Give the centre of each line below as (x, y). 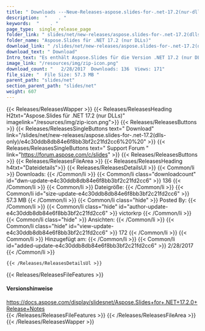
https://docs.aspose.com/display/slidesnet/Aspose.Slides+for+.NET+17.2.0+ (102, 302)
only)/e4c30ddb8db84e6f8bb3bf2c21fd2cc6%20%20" (76, 141)
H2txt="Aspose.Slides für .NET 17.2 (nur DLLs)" (66, 115)
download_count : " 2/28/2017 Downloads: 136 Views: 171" (86, 69)
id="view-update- (92, 226)
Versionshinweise (30, 289)
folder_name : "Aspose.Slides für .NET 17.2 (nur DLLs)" (79, 40)
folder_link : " (26, 35)
